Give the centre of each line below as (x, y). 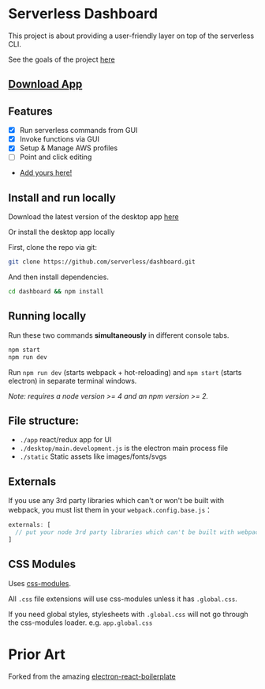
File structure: (43, 420)
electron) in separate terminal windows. (73, 380)
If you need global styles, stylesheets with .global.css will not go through (128, 614)
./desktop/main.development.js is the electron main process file (124, 449)
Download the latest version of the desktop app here (93, 217)
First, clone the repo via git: (52, 248)
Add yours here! (46, 173)
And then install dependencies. (58, 277)
